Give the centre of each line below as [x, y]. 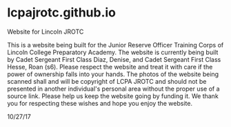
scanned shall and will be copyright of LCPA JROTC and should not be [107, 81]
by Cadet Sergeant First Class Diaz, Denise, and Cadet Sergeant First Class [114, 59]
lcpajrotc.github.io [61, 13]
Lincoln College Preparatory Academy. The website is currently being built [113, 52]
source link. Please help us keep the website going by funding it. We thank [113, 96]
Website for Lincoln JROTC [46, 32]
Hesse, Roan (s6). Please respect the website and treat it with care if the [110, 67]
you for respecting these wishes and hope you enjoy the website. [100, 103]
